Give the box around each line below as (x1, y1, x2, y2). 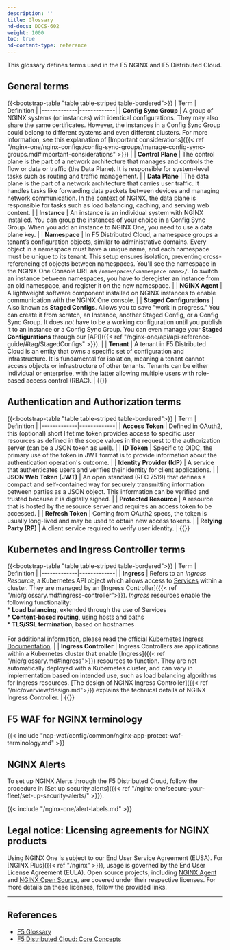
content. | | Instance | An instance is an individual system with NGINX (7, 208, 204, 216)
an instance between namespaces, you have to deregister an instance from (7, 274, 220, 282)
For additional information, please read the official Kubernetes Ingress (7, 635, 204, 643)
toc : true (7, 36, 36, 43)
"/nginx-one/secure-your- (131, 784, 205, 793)
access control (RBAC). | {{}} (26, 376, 107, 385)
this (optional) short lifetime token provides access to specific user (7, 429, 195, 437)
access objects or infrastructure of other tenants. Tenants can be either (7, 361, 209, 370)
